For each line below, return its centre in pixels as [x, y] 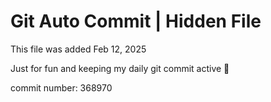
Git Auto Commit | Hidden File [136, 21]
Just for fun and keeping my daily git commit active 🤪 [120, 68]
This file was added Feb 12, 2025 [78, 49]
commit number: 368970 [61, 87]
